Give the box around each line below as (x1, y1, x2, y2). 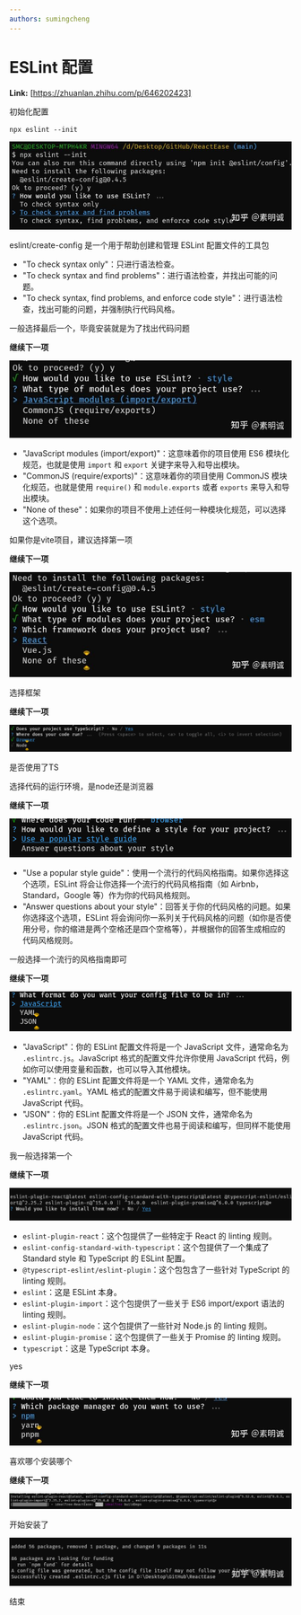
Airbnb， (230, 878, 264, 889)
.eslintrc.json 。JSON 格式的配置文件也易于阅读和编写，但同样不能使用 (21, 1119, 291, 1131)
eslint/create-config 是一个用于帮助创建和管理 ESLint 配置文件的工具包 (9, 239, 270, 251)
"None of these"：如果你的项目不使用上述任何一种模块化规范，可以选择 (21, 504, 287, 515)
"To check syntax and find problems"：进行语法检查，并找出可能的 (21, 269, 271, 280)
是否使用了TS (9, 762, 60, 772)
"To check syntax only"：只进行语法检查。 (21, 259, 179, 269)
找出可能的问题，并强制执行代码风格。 (38, 304, 180, 314)
